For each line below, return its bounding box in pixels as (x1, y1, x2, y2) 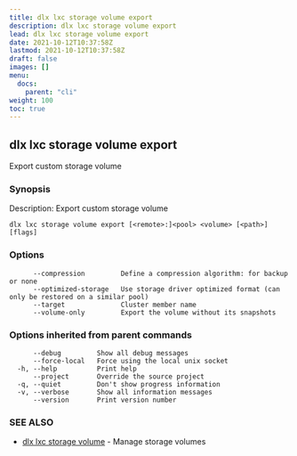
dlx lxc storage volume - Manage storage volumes (21, 436, 206, 447)
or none (9, 277, 38, 286)
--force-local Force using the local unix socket (32, 356, 229, 365)
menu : (9, 71, 29, 80)
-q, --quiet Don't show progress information (17, 379, 221, 388)
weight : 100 (9, 95, 53, 105)
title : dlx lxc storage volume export (9, 12, 153, 22)
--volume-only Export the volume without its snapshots (32, 308, 277, 317)
